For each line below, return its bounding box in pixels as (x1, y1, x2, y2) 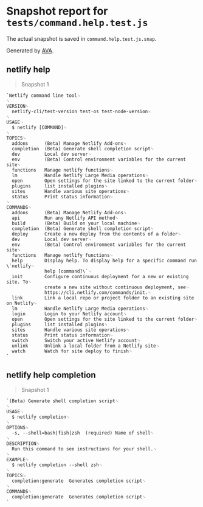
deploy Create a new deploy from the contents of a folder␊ (12, 231, 182, 237)
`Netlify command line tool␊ (6, 93, 81, 99)
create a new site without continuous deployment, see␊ (44, 284, 190, 290)
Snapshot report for (6, 4, 108, 18)
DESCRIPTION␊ (6, 440, 41, 447)
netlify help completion (6, 370, 96, 380)
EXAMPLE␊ (6, 456, 29, 463)
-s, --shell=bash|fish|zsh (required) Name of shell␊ (12, 430, 154, 436)
